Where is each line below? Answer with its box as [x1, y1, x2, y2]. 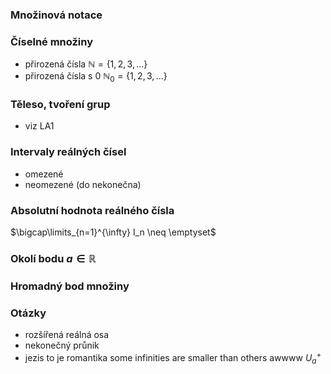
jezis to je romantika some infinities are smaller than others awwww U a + [24, 350, 322, 366]
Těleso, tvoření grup [10, 97, 111, 111]
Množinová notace [10, 8, 103, 22]
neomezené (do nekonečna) [24, 178, 142, 190]
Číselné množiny [10, 34, 94, 48]
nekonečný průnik [24, 339, 100, 352]
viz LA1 [24, 120, 55, 132]
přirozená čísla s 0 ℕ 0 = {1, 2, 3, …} [24, 70, 168, 85]
